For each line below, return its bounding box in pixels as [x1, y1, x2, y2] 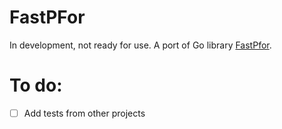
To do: [9, 74, 63, 97]
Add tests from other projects [23, 107, 146, 119]
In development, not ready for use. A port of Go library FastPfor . [9, 39, 272, 51]
